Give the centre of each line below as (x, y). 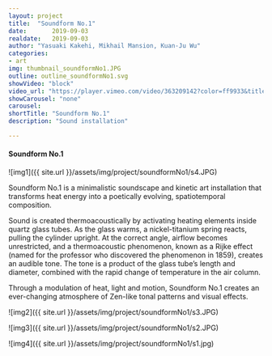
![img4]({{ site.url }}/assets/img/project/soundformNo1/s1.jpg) (111, 344)
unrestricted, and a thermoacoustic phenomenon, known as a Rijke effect (131, 247)
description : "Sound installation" (68, 121)
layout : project (36, 16)
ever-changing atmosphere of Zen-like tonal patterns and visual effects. (128, 297)
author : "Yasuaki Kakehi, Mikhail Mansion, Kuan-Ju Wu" (104, 46)
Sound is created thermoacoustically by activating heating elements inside (133, 221)
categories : (28, 53)
